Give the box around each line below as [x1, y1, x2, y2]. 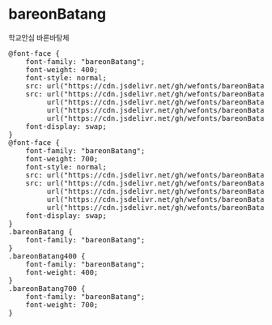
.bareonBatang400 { [8, 251, 86, 260]
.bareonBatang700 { [8, 284, 86, 293]
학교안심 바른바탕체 [8, 32, 70, 42]
